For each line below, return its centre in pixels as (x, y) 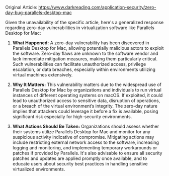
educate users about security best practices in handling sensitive (80, 164)
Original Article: (21, 7)
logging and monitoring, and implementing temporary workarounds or (85, 148)
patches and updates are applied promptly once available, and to (80, 158)
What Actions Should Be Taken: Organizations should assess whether (86, 126)
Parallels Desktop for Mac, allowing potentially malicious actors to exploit (88, 48)
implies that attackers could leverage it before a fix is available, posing (85, 111)
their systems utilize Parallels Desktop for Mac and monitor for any (81, 132)
